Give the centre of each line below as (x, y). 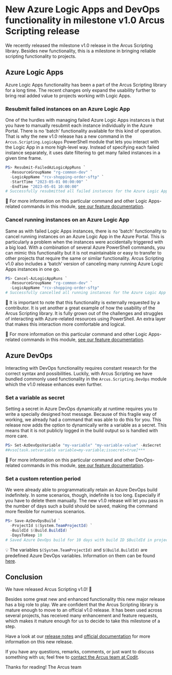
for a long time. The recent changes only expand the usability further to (81, 90)
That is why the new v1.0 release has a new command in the (69, 136)
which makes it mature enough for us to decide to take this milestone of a (83, 621)
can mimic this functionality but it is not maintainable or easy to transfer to (83, 252)
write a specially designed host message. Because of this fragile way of (81, 414)
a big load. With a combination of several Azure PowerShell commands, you (85, 247)
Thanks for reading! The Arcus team (44, 667)
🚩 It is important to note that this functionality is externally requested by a (83, 303)
